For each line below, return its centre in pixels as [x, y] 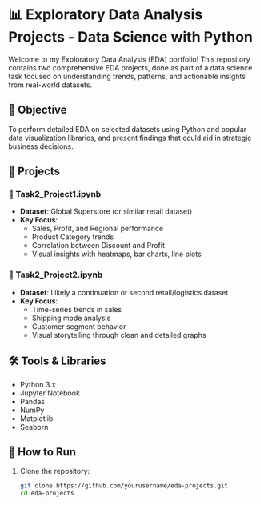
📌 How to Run [42, 452]
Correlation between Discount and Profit [98, 246]
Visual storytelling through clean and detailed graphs [119, 335]
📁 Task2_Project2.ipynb [56, 275]
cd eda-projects [47, 493]
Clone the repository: [55, 471]
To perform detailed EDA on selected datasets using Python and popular [128, 129]
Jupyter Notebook [50, 393]
